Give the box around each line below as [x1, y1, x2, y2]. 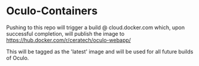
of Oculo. [6, 54, 29, 61]
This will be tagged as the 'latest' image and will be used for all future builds [6, 48, 194, 55]
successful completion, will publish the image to [6, 30, 125, 37]
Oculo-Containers [6, 4, 98, 18]
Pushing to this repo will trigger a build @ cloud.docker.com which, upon [6, 24, 185, 31]
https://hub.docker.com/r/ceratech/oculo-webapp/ [6, 36, 131, 43]
